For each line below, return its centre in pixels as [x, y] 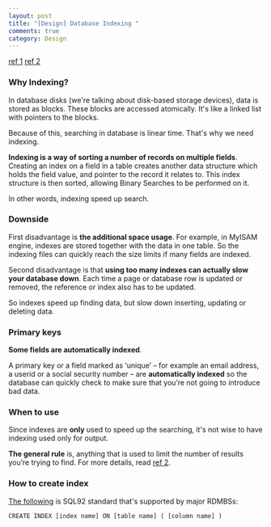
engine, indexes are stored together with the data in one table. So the [124, 245]
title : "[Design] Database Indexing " [74, 23]
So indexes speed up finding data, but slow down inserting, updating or [127, 302]
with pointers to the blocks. [54, 117]
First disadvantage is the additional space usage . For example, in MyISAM [133, 237]
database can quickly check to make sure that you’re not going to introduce [134, 383]
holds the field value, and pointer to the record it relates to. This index [124, 174]
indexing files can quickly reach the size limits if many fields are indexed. [130, 254]
